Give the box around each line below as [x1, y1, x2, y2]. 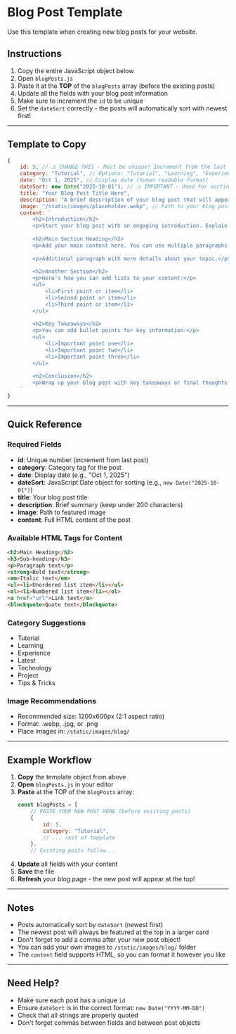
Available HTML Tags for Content [7, 532, 123, 542]
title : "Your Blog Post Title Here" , [20, 189, 131, 197]
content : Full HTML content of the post [17, 515, 131, 524]
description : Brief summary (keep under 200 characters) [17, 500, 183, 509]
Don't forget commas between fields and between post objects [17, 1018, 201, 1027]
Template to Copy [7, 139, 86, 151]
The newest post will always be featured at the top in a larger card [17, 928, 209, 936]
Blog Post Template [7, 4, 123, 20]
